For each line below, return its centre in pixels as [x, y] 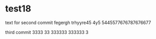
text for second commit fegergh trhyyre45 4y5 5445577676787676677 [78, 22]
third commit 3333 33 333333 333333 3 [47, 32]
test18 [18, 9]
